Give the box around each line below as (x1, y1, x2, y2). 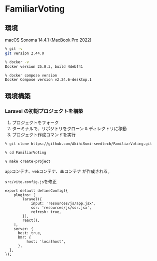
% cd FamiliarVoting (5, 150, 47, 155)
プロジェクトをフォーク (12, 120, 59, 125)
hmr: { (17, 235, 31, 240)
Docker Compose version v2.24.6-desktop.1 (5, 77, 92, 82)
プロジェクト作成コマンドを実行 (12, 132, 76, 138)
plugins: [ (14, 192, 36, 197)
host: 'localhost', (26, 239, 66, 244)
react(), (22, 218, 40, 223)
